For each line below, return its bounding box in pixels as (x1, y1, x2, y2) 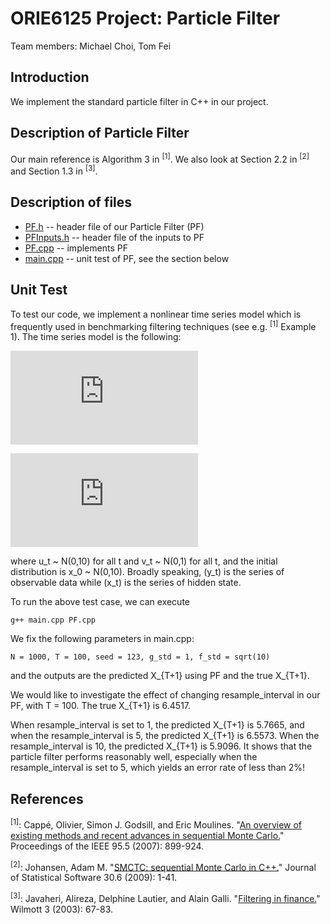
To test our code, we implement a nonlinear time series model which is (10, 308, 302, 320)
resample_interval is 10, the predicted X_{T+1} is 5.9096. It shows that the (10, 740, 313, 752)
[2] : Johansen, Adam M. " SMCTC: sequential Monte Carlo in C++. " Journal (10, 859, 317, 873)
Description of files (10, 194, 133, 211)
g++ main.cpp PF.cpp (10, 615, 97, 626)
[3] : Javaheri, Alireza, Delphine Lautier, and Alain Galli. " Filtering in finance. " (10, 891, 321, 904)
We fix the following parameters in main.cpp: (10, 633, 195, 645)
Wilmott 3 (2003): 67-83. (10, 903, 114, 915)
